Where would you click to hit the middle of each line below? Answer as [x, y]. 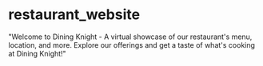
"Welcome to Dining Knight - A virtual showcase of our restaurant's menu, [130, 37]
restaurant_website [74, 15]
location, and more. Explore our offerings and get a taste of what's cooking [132, 45]
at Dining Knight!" [37, 53]
